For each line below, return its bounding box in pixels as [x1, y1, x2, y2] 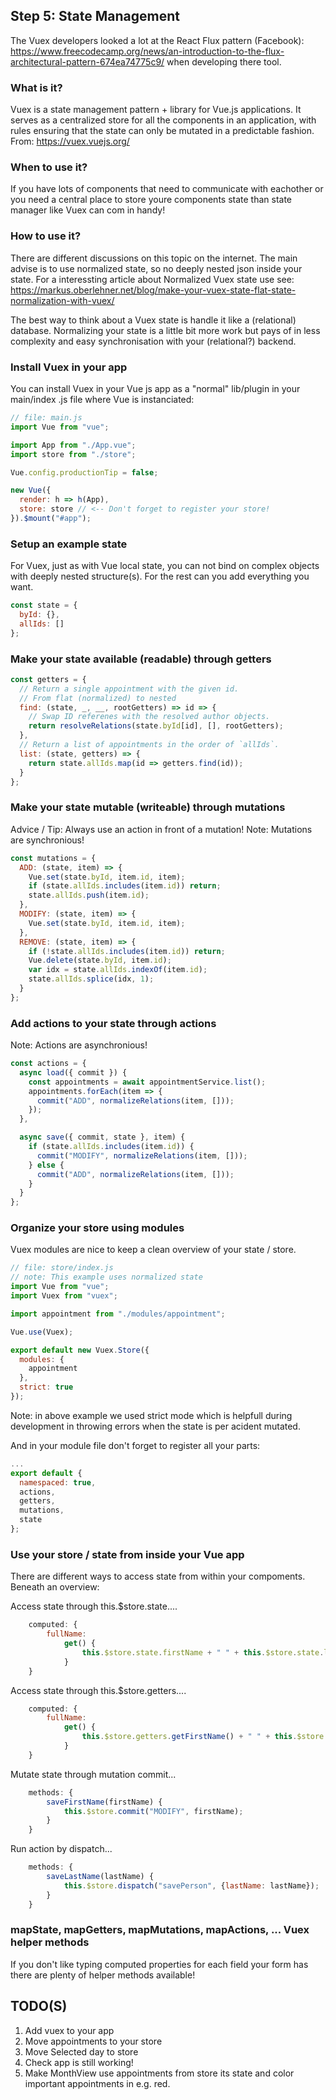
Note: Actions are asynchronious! [10, 1039, 148, 1051]
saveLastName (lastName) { [46, 1872, 155, 1882]
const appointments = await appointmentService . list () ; [28, 1077, 267, 1087]
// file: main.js [10, 413, 83, 423]
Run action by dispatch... [10, 1843, 113, 1855]
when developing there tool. [166, 55, 282, 68]
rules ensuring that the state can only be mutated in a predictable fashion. [10, 125, 315, 137]
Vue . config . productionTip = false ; [10, 467, 159, 478]
